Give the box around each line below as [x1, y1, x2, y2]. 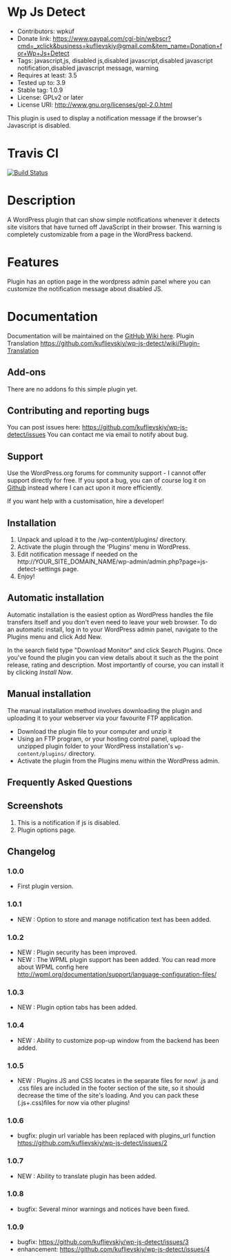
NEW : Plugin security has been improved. [17, 948, 137, 956]
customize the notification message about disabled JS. [7, 284, 163, 293]
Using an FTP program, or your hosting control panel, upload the [17, 734, 201, 743]
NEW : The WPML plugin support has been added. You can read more [17, 956, 216, 964]
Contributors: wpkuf [17, 27, 74, 35]
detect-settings [17, 564, 61, 573]
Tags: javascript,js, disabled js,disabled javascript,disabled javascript [17, 56, 213, 64]
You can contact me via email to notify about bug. [47, 430, 188, 439]
